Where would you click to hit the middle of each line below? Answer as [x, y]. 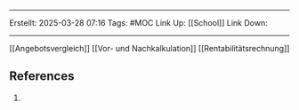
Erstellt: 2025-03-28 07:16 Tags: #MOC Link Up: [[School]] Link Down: [139, 23]
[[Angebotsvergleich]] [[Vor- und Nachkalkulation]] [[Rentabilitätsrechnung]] [149, 48]
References [42, 76]
